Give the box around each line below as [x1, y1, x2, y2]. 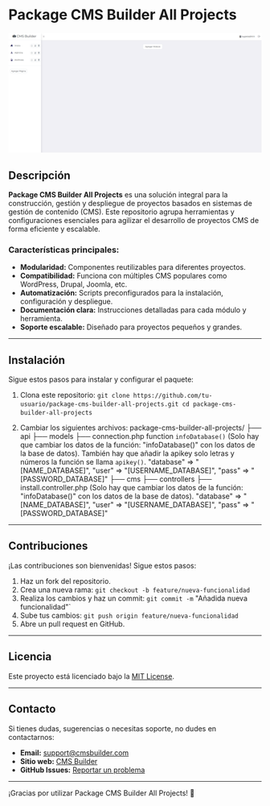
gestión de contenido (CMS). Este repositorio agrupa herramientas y [8, 207, 235, 217]
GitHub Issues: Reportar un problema [19, 765, 145, 775]
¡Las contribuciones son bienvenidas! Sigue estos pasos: [8, 560, 197, 570]
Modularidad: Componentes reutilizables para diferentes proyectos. [19, 262, 247, 272]
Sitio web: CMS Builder [19, 756, 98, 766]
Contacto [8, 702, 56, 716]
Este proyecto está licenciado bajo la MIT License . [8, 671, 175, 681]
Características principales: [8, 244, 120, 255]
